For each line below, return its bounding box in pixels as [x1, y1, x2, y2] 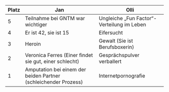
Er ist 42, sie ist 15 [25, 29, 69, 36]
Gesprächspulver [99, 52, 140, 58]
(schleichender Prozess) [25, 78, 83, 85]
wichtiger [25, 21, 47, 28]
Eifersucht [99, 29, 123, 36]
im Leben [124, 21, 146, 28]
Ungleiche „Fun [99, 15, 135, 21]
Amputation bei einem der [25, 66, 87, 73]
